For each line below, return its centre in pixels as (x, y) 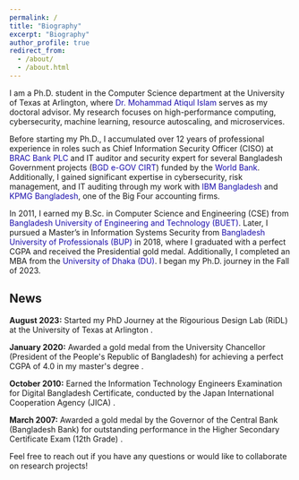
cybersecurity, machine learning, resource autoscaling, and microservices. (147, 121)
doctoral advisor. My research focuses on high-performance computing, (143, 112)
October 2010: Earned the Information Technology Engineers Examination (146, 383)
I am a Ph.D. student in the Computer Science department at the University (147, 93)
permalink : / (34, 17)
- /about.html (43, 68)
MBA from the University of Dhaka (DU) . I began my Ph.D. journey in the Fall (149, 261)
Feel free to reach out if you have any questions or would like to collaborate (148, 456)
